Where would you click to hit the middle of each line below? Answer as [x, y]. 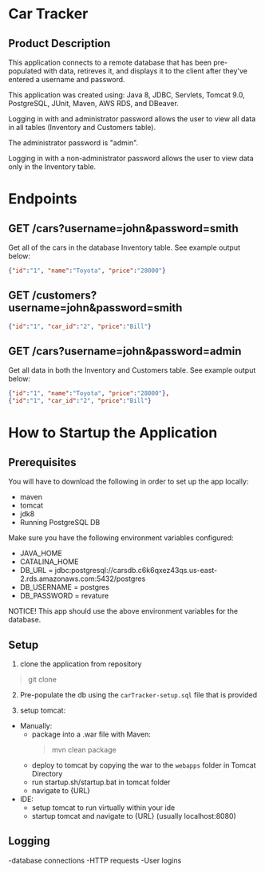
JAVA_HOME [41, 553]
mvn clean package [84, 749]
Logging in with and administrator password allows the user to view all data [132, 119]
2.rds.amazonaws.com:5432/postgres [83, 579]
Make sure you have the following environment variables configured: [121, 538]
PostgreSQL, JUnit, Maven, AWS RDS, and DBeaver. [94, 103]
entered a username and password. [67, 79]
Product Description [59, 43]
